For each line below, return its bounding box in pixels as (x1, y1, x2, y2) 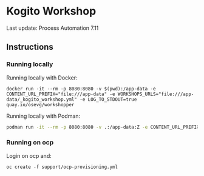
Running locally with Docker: (6, 74, 78, 81)
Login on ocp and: (6, 152, 52, 159)
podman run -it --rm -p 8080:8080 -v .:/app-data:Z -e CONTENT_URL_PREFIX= (6, 124, 202, 130)
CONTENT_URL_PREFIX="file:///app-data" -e (6, 91, 115, 97)
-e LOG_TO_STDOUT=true (80, 96, 137, 103)
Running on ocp (6, 138, 54, 147)
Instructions (6, 42, 53, 52)
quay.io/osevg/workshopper (6, 101, 75, 107)
